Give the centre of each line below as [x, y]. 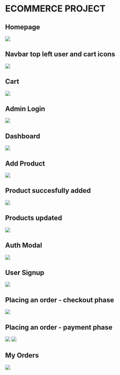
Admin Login [25, 109]
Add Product [25, 163]
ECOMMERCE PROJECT [56, 9]
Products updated [34, 218]
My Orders [22, 355]
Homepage [23, 27]
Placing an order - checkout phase [60, 300]
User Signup [25, 272]
